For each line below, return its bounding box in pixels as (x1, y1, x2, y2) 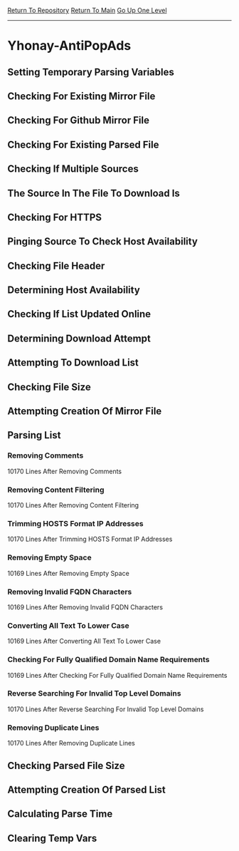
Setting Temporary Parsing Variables (7, 66, 174, 78)
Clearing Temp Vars (7, 832, 97, 844)
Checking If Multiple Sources (7, 163, 139, 175)
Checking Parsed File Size (7, 759, 125, 772)
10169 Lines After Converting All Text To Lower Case (7, 637, 161, 646)
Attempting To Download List (7, 356, 139, 369)
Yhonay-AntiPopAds (7, 38, 132, 54)
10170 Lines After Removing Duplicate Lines (7, 739, 135, 748)
